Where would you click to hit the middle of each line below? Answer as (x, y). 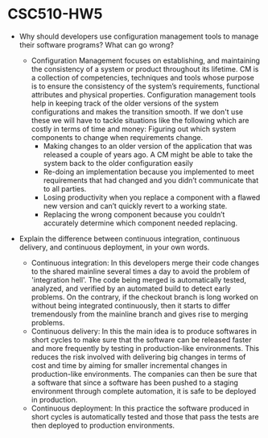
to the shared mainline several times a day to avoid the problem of (140, 271)
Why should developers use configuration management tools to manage (139, 36)
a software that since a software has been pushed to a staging (135, 382)
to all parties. (65, 188)
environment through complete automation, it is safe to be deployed (144, 390)
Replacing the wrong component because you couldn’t (134, 214)
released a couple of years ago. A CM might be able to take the (148, 155)
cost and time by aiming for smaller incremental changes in (129, 365)
